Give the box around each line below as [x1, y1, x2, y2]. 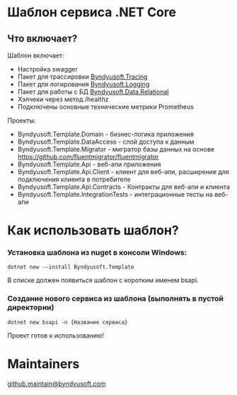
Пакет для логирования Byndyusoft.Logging [17, 80, 150, 88]
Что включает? [7, 33, 78, 45]
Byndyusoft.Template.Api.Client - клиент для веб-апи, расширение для [17, 168, 230, 176]
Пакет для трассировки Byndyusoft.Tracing [17, 72, 148, 81]
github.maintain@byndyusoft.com [7, 379, 106, 388]
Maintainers [7, 355, 80, 372]
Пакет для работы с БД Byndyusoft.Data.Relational [17, 88, 169, 96]
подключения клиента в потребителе [17, 175, 131, 183]
